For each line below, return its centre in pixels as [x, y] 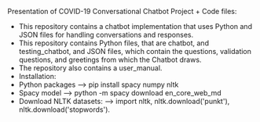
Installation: [37, 76]
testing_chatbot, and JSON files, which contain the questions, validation [135, 51]
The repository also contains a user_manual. [90, 68]
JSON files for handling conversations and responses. [106, 35]
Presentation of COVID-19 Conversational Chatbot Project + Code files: [122, 11]
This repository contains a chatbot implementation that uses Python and [135, 26]
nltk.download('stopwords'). [64, 109]
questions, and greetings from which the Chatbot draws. [110, 59]
